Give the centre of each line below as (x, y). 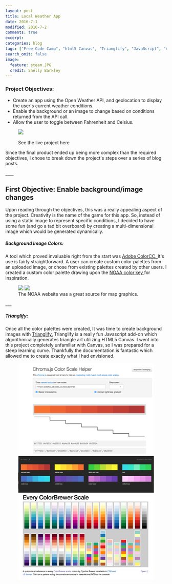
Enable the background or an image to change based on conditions (84, 111)
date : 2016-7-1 (21, 22)
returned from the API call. (41, 116)
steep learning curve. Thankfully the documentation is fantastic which (79, 351)
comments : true (21, 33)
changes (20, 197)
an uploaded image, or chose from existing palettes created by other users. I (86, 267)
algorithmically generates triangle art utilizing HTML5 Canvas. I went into (82, 340)
